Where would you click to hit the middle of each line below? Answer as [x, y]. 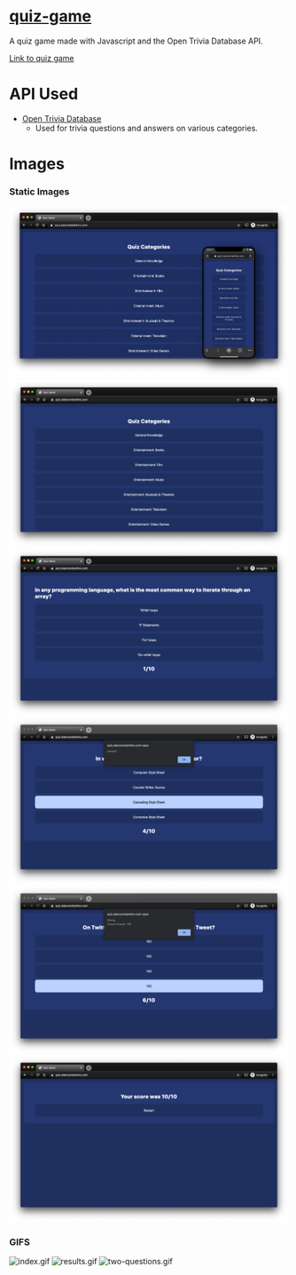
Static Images [39, 191]
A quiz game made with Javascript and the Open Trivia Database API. [136, 41]
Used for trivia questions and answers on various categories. [147, 128]
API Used [44, 94]
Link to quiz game [42, 58]
